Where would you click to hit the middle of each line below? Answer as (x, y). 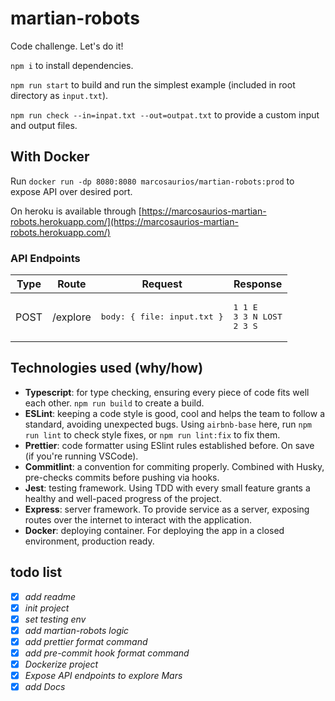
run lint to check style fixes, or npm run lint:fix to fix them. (152, 434)
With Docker (50, 157)
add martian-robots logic (77, 630)
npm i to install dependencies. (72, 65)
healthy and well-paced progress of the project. (123, 498)
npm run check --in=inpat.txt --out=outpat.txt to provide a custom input (165, 114)
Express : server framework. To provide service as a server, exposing (167, 509)
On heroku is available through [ (76, 211)
